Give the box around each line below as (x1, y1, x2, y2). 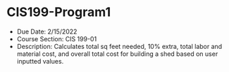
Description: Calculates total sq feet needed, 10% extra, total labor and (16, 42, 223, 50)
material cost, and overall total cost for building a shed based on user (16, 50, 218, 58)
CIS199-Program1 (6, 4, 111, 20)
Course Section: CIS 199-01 (16, 34, 97, 43)
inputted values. (16, 57, 64, 65)
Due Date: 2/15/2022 (16, 27, 78, 36)
